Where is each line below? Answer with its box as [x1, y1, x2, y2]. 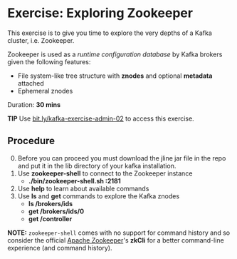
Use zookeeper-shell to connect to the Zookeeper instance [17, 169, 193, 178]
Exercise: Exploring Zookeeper [7, 5, 194, 21]
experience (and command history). [7, 243, 112, 252]
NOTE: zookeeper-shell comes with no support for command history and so [7, 228, 230, 237]
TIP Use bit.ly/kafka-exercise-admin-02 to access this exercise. [7, 114, 194, 123]
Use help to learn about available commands [17, 184, 149, 193]
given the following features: [7, 57, 91, 66]
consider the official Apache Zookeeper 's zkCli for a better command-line [7, 235, 224, 244]
